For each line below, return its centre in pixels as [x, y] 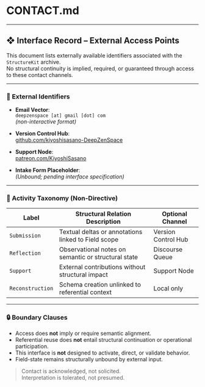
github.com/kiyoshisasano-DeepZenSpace [69, 140]
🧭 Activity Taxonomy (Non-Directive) [62, 198]
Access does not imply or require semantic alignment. [83, 333]
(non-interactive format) [45, 122]
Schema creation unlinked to [100, 285]
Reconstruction [31, 289]
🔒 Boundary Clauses [37, 317]
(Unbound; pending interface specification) [70, 177]
